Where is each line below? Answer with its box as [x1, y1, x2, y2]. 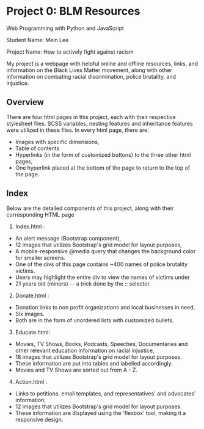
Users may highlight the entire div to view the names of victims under [15, 273, 191, 281]
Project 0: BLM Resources [6, 4, 140, 18]
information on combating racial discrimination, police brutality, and [6, 73, 176, 80]
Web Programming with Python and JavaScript [6, 24, 124, 32]
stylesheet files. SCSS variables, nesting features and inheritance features [6, 120, 194, 127]
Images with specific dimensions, [15, 138, 100, 145]
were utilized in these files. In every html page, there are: [6, 126, 150, 134]
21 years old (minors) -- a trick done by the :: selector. [15, 279, 151, 287]
